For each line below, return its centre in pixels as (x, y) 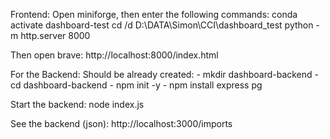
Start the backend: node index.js (77, 104)
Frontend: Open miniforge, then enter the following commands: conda (154, 14)
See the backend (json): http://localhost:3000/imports (121, 123)
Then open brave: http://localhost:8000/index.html (114, 55)
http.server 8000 (55, 35)
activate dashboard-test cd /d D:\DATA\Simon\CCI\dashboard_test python (162, 25)
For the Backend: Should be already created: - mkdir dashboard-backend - (165, 74)
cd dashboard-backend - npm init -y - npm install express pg (136, 85)
